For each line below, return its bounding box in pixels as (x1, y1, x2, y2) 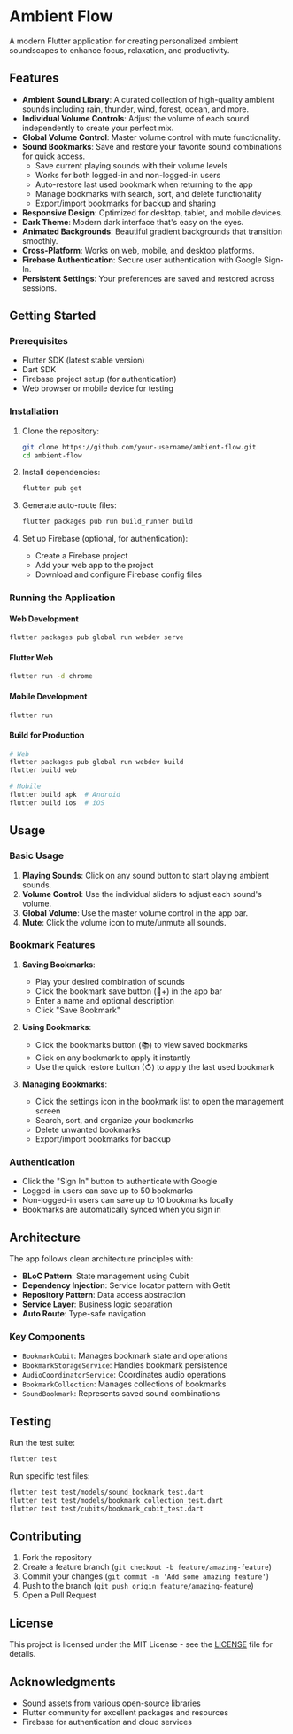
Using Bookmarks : (21, 1021, 91, 1032)
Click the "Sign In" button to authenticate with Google (21, 1176, 218, 1187)
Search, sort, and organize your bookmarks (35, 1114, 194, 1125)
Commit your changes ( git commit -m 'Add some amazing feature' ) (21, 1571, 270, 1582)
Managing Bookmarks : (21, 1079, 108, 1090)
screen (35, 1105, 61, 1116)
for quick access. (21, 151, 86, 161)
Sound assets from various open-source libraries (21, 1698, 201, 1708)
